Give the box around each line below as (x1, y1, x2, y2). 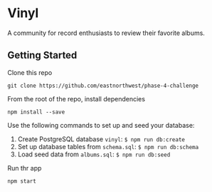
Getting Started (7, 49, 78, 61)
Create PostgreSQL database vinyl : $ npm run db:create (17, 134, 186, 143)
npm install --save (7, 108, 65, 116)
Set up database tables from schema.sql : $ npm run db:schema (17, 142, 199, 151)
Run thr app (7, 163, 42, 172)
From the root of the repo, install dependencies (7, 94, 146, 103)
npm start (7, 177, 37, 185)
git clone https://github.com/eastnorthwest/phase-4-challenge (7, 82, 199, 89)
